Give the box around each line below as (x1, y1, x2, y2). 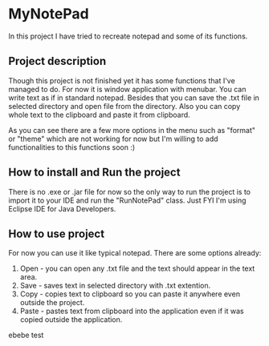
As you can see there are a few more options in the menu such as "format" (8, 125, 255, 135)
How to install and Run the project (8, 166, 181, 179)
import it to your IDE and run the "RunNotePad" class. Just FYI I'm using (8, 195, 247, 205)
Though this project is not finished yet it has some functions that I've (8, 75, 235, 85)
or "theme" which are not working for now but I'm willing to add (8, 134, 218, 143)
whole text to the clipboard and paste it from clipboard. (8, 110, 190, 119)
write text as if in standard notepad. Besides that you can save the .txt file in (8, 93, 259, 103)
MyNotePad (8, 5, 90, 23)
